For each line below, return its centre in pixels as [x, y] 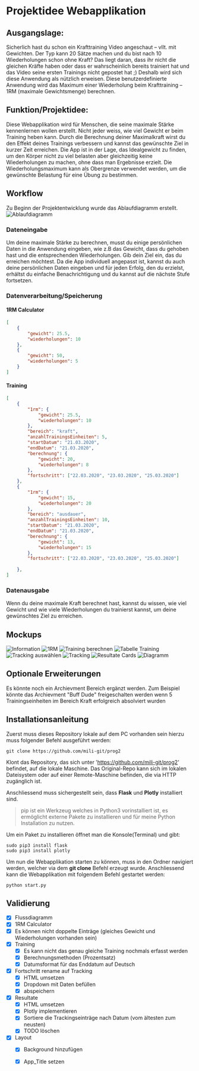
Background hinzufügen [53, 1050]
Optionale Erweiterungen [53, 674]
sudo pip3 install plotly [38, 850]
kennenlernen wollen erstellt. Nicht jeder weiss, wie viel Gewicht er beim [95, 130]
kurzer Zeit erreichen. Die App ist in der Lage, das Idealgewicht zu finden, [97, 149]
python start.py [26, 885]
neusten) [34, 1025]
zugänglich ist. [24, 781]
